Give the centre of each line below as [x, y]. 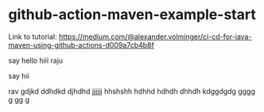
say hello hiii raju [36, 60]
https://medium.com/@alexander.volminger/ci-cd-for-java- [155, 37]
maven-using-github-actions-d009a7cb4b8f [82, 44]
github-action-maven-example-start [132, 15]
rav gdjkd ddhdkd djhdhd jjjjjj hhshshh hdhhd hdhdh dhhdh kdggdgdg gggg [132, 91]
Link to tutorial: [33, 37]
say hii [19, 75]
